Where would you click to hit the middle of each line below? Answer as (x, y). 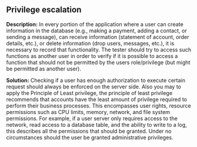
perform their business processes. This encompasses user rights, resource (98, 105)
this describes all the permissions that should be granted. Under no (89, 131)
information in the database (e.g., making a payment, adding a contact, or (96, 30)
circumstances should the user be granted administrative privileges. (90, 137)
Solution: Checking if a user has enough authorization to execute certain (96, 80)
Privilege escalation (44, 10)
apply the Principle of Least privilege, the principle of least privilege (90, 93)
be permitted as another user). (44, 69)
